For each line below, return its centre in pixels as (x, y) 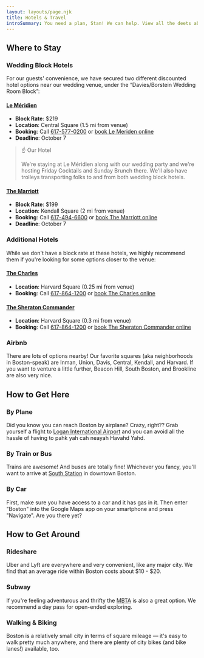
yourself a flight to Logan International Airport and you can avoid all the (95, 431)
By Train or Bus (29, 454)
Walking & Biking (32, 622)
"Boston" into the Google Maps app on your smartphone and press (90, 509)
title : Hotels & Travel (36, 18)
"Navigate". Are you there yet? (44, 515)
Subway (19, 587)
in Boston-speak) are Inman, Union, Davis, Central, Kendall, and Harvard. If (100, 363)
